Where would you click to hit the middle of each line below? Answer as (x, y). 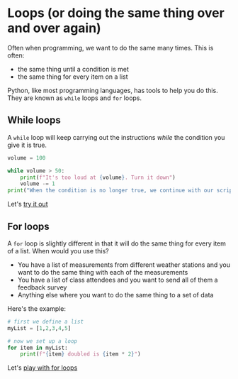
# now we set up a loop (42, 341)
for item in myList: (38, 348)
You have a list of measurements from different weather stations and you (124, 265)
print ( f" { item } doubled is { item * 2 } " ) (80, 354)
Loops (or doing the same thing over (116, 13)
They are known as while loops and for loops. (75, 98)
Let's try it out (28, 204)
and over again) (54, 28)
